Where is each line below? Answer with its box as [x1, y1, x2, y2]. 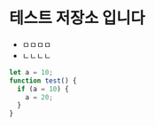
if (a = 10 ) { [17, 84, 69, 93]
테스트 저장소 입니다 [9, 8, 146, 28]
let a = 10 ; [9, 67, 53, 76]
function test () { [9, 76, 77, 85]
